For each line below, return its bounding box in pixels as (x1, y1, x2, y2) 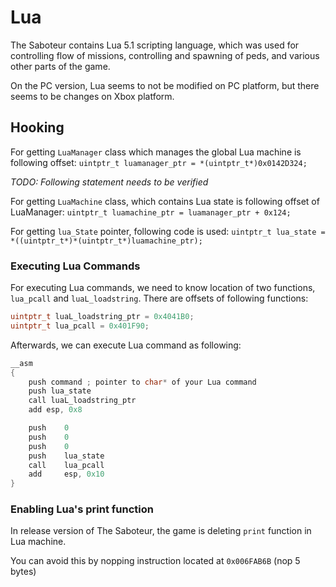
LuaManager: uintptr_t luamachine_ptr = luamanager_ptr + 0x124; (10, 206, 292, 218)
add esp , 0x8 (28, 405, 83, 415)
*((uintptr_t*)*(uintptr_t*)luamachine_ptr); (10, 236, 203, 246)
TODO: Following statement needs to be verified (10, 176, 209, 188)
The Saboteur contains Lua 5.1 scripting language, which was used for (10, 39, 300, 51)
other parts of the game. (10, 60, 111, 72)
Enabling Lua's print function (10, 502, 154, 516)
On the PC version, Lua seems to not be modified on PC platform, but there (10, 79, 320, 91)
